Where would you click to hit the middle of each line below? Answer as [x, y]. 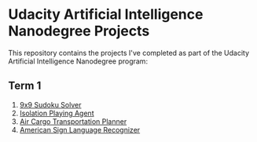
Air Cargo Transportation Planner [73, 121]
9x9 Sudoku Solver [50, 104]
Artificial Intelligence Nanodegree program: [78, 61]
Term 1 [25, 86]
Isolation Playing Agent [57, 113]
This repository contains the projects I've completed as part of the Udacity [129, 53]
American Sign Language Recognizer [80, 129]
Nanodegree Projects [79, 31]
